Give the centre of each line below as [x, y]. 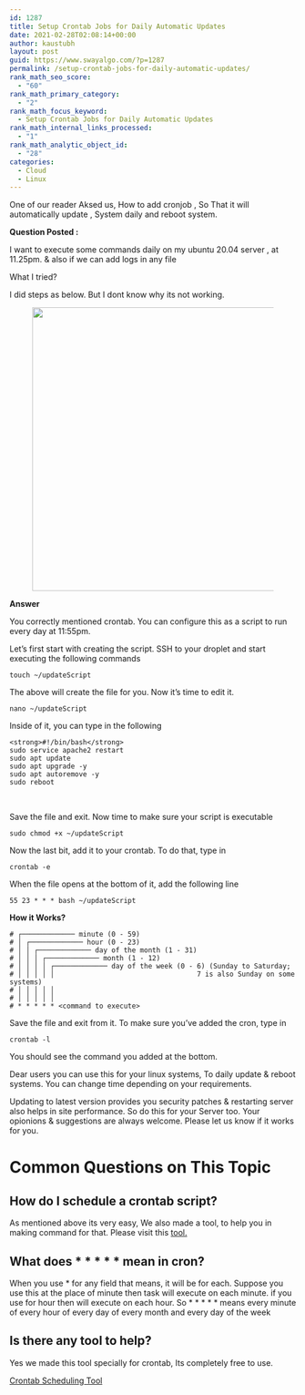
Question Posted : [44, 232]
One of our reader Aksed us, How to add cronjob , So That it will [129, 205]
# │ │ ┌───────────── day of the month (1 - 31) [103, 950]
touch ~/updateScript [51, 675]
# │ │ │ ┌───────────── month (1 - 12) [85, 959]
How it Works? [38, 918]
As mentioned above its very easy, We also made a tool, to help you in [141, 1223]
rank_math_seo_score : [51, 77]
